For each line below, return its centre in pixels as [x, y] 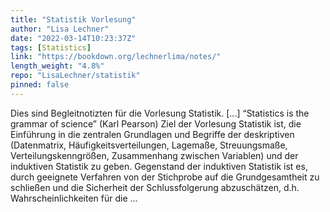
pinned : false [40, 85]
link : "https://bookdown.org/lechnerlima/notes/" [116, 57]
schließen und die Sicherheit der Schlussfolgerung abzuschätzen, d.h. [155, 187]
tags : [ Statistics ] [51, 47]
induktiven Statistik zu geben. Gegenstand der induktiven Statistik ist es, [159, 166]
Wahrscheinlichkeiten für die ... [74, 198]
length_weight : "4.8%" [57, 66]
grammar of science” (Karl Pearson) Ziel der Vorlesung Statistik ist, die [156, 123]
